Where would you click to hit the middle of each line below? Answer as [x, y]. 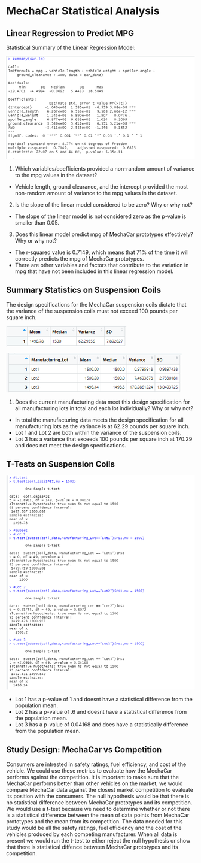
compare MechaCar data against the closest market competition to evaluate [100, 789]
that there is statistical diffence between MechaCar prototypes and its [92, 847]
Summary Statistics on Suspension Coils [84, 290]
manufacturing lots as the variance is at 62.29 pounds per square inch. [102, 426]
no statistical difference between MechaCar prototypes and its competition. [99, 802]
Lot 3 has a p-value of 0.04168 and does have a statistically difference [101, 724]
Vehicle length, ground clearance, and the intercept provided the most [101, 186]
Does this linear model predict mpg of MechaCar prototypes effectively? [104, 234]
